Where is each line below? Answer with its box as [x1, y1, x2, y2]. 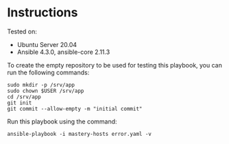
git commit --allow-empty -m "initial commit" [7, 105, 143, 112]
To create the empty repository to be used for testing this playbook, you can [7, 61, 223, 69]
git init [7, 99, 32, 106]
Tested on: [7, 27, 38, 35]
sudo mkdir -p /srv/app [7, 81, 75, 88]
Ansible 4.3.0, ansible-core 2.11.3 [16, 48, 110, 56]
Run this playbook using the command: [7, 117, 118, 126]
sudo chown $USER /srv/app [7, 87, 84, 94]
